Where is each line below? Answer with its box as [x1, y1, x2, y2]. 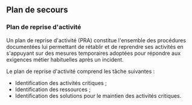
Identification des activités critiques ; [14, 79, 107, 86]
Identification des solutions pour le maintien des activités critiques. [14, 92, 182, 99]
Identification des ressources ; [14, 86, 91, 93]
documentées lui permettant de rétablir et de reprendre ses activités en [6, 43, 184, 50]
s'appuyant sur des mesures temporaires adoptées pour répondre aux [6, 49, 181, 57]
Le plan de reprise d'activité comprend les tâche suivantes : [6, 68, 155, 75]
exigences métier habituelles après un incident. [6, 56, 124, 63]
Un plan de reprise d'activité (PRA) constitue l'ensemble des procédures [6, 36, 186, 44]
